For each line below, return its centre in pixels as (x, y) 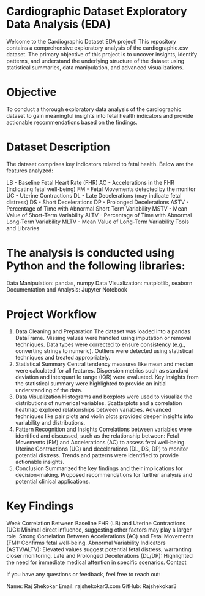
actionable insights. (40, 462)
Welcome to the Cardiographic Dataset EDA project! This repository (91, 41)
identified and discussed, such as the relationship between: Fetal (97, 435)
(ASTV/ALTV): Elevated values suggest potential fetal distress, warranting (99, 549)
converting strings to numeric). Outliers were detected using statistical (104, 350)
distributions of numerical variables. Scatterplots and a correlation (99, 403)
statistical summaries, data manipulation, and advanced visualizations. (95, 67)
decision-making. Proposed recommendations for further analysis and (104, 474)
